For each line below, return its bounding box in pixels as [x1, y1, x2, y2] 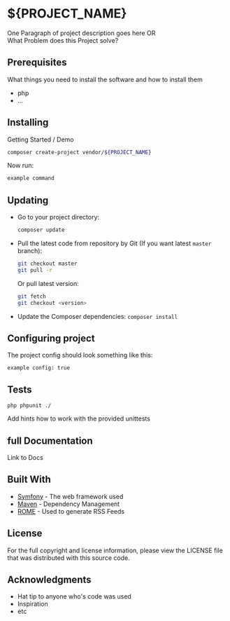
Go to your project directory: [17, 213, 100, 221]
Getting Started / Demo [7, 135, 74, 144]
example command [7, 175, 55, 182]
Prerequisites [7, 57, 67, 69]
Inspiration [17, 600, 48, 608]
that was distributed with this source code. [7, 553, 131, 562]
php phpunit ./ [7, 402, 52, 409]
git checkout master [17, 260, 78, 267]
